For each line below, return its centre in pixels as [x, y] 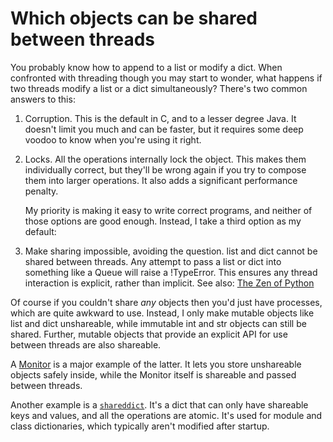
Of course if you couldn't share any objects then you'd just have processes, [166, 302]
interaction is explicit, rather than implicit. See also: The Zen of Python [169, 283]
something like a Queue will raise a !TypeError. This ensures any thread [171, 272]
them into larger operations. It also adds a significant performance [161, 180]
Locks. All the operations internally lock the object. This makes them [165, 159]
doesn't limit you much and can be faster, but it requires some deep [164, 129]
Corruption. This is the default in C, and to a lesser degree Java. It [160, 118]
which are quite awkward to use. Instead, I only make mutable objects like [162, 313]
